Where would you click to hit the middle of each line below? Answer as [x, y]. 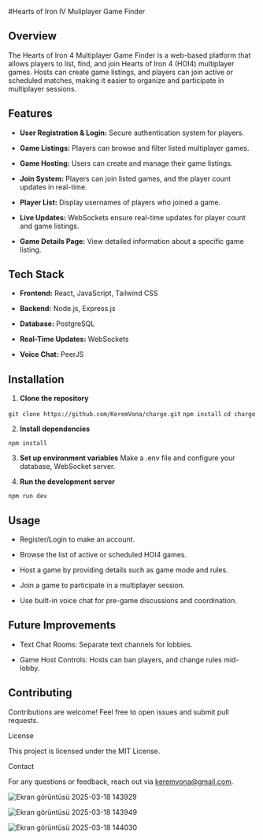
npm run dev [28, 497]
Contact [21, 766]
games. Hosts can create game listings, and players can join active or [121, 72]
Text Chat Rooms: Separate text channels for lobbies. [106, 644]
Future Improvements [62, 626]
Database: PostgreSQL [57, 324]
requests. [24, 720]
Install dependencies [55, 429]
